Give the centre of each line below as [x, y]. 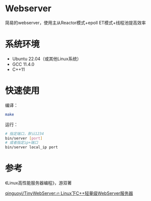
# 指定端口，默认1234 [25, 134]
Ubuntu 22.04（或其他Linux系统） [47, 59]
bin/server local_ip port [31, 147]
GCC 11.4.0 [23, 64]
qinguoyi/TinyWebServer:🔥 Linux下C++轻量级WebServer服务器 [69, 193]
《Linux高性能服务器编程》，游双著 [38, 183]
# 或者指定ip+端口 [22, 143]
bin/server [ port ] [24, 138]
